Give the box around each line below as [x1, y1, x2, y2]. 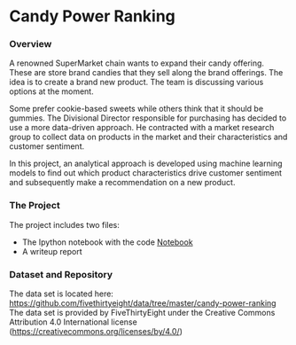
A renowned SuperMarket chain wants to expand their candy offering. [9, 58, 264, 68]
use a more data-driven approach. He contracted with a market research [9, 122, 275, 133]
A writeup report [21, 246, 82, 256]
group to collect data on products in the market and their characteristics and [9, 131, 288, 143]
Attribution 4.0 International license [9, 317, 137, 327]
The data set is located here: [9, 288, 113, 299]
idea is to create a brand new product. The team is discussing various [9, 77, 264, 88]
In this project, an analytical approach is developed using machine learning [9, 158, 283, 169]
